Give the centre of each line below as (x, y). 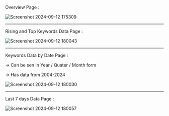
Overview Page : (22, 7)
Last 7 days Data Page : (30, 99)
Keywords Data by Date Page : (37, 55)
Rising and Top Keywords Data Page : (44, 31)
